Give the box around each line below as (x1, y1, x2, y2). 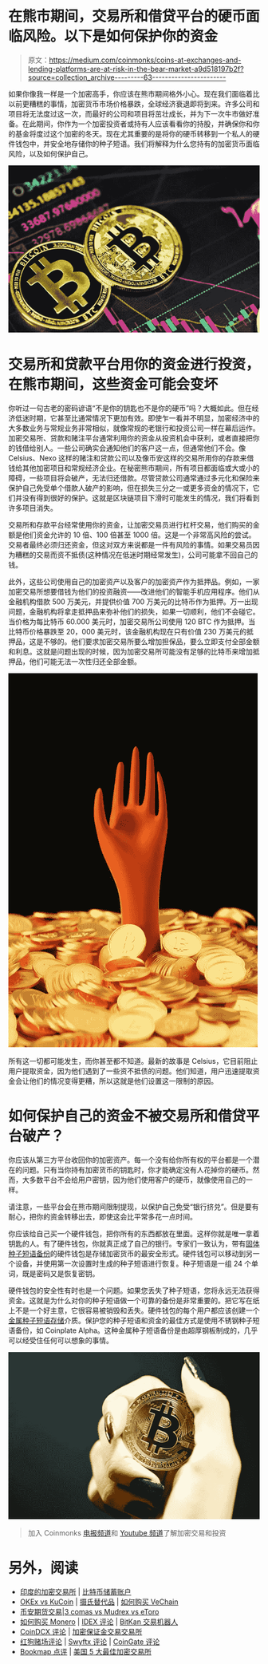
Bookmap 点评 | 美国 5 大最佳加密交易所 (19, 1647, 152, 1657)
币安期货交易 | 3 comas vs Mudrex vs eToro (19, 1607, 160, 1617)
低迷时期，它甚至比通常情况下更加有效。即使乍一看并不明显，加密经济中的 (14, 413, 260, 423)
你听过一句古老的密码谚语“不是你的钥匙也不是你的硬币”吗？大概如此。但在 (8, 404, 253, 413)
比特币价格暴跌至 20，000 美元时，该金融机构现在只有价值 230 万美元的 (8, 627, 247, 637)
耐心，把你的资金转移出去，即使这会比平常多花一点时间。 (8, 1211, 197, 1221)
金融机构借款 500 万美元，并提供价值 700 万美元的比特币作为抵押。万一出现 (8, 597, 259, 607)
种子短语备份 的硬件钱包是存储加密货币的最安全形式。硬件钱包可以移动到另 (8, 1248, 253, 1258)
